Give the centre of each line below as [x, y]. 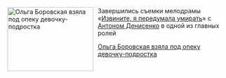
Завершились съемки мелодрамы [149, 11]
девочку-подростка [127, 54]
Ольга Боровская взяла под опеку [149, 47]
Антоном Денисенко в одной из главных [159, 26]
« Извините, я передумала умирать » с [155, 18]
